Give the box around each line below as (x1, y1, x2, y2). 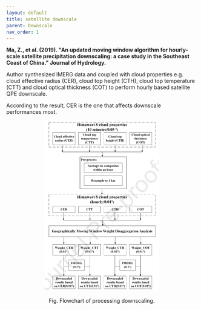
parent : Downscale (6, 22, 53, 28)
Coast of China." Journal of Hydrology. (6, 59, 107, 67)
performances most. (6, 108, 58, 116)
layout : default (6, 10, 47, 16)
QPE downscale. (6, 90, 47, 97)
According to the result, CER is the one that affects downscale (6, 102, 162, 109)
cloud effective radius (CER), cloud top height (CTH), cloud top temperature (6, 77, 196, 85)
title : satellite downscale (6, 16, 77, 22)
